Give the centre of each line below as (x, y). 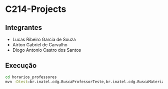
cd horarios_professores (31, 77)
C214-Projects (36, 9)
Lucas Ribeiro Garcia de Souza (44, 39)
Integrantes (24, 28)
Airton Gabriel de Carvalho (40, 45)
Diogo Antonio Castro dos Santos (47, 50)
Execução (21, 66)
